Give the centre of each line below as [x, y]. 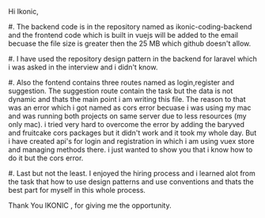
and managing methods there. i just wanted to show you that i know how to [131, 150]
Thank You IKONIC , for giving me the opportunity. [90, 205]
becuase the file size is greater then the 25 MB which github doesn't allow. [130, 43]
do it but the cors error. [46, 158]
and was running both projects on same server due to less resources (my [127, 116]
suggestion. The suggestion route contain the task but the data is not [121, 91]
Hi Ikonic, [23, 11]
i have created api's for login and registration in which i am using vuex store [131, 141]
